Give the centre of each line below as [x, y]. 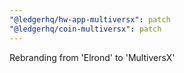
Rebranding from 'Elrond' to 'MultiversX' [92, 57]
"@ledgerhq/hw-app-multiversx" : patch [90, 19]
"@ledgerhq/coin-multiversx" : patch [85, 29]
